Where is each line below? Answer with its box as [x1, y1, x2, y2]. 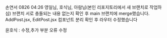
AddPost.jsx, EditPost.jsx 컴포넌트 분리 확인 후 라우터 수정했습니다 [5, 17, 138, 22]
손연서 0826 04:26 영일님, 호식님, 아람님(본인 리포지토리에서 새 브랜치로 [5, 4, 149, 10]
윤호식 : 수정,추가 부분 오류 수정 [5, 27, 67, 33]
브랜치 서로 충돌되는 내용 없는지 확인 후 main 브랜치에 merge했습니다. [12, 10, 150, 16]
